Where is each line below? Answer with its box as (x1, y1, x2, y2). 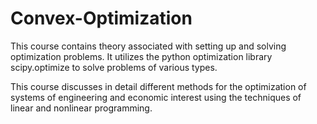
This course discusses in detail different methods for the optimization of (10, 80, 307, 92)
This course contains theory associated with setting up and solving (10, 40, 287, 52)
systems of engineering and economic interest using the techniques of (10, 91, 302, 103)
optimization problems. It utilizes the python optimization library (10, 50, 273, 62)
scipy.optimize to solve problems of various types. (10, 61, 218, 73)
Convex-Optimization (10, 7, 193, 30)
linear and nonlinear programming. (10, 102, 153, 114)
